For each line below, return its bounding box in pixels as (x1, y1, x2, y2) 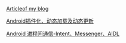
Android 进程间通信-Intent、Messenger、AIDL (6, 30, 120, 37)
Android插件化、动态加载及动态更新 (6, 17, 94, 24)
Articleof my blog (6, 5, 49, 12)
